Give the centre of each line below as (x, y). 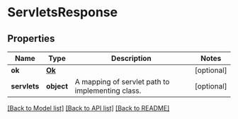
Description (131, 58)
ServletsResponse (63, 12)
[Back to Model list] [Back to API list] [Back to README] (89, 108)
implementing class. (108, 91)
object (57, 86)
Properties (31, 39)
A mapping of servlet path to (122, 82)
